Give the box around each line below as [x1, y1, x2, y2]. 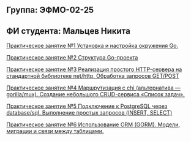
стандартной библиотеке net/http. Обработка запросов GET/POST [6, 72, 179, 80]
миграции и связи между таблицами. [6, 128, 104, 135]
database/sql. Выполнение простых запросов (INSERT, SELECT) [6, 109, 173, 116]
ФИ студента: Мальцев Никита [6, 26, 130, 36]
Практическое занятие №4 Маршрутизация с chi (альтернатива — [6, 84, 181, 91]
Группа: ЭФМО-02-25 [6, 5, 94, 15]
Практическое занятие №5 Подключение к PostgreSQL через [6, 102, 168, 110]
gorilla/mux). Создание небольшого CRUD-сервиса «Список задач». [6, 91, 185, 98]
